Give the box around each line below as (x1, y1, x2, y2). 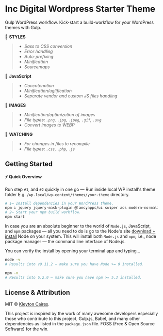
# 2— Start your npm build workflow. (5, 210, 81, 215)
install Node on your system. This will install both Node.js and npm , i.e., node (5, 233, 157, 239)
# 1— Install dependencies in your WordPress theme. (5, 201, 114, 206)
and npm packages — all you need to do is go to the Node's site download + (5, 229, 156, 234)
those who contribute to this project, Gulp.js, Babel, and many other (5, 316, 140, 321)
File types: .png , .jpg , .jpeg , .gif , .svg (24, 117, 102, 122)
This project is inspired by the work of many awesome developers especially (5, 311, 158, 317)
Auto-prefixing (24, 53, 54, 59)
